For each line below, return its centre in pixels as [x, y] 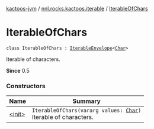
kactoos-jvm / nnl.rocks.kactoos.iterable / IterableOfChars [77, 9]
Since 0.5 [18, 70]
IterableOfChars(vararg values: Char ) [86, 111]
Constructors [26, 86]
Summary [86, 101]
